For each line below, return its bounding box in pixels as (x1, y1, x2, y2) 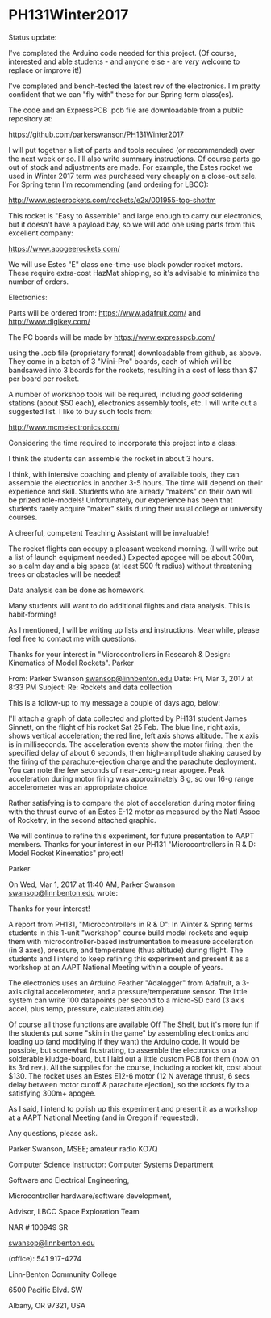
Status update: (8, 32, 57, 42)
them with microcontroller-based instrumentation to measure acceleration (8, 936, 254, 946)
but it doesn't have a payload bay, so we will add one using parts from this (8, 219, 256, 229)
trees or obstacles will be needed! (8, 569, 121, 579)
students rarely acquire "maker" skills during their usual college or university (8, 503, 263, 513)
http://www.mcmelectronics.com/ (8, 422, 120, 432)
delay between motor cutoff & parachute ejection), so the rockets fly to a (8, 1079, 250, 1089)
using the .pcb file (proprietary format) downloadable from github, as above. (8, 348, 262, 358)
